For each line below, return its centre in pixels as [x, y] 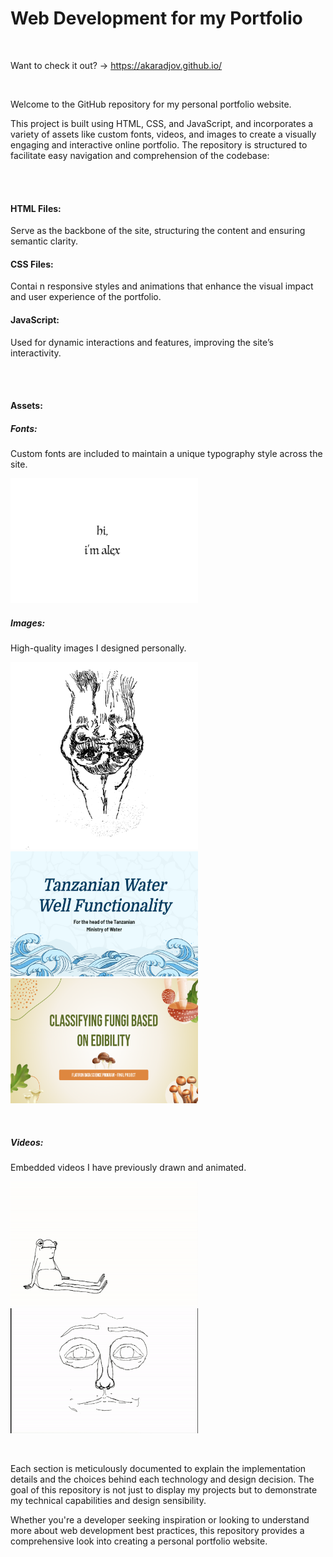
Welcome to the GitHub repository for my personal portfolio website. [151, 104]
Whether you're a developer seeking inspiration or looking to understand [160, 1520]
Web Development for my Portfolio [156, 18]
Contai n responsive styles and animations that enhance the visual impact [162, 286]
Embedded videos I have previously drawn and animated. [128, 1168]
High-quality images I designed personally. [98, 648]
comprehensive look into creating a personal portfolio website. [139, 1541]
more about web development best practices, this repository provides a [157, 1531]
